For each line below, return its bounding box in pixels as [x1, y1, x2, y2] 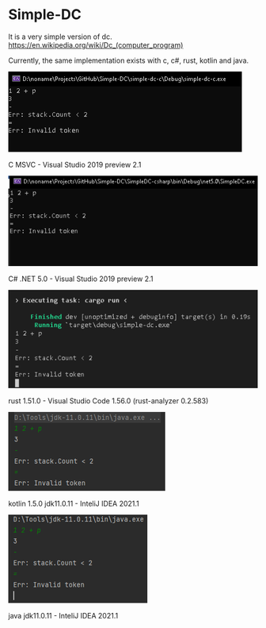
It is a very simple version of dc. [8, 32, 112, 41]
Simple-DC [8, 6, 82, 24]
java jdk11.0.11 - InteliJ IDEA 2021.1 [8, 611, 119, 620]
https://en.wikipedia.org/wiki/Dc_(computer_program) [8, 40, 184, 49]
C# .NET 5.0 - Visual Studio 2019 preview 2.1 [8, 274, 154, 283]
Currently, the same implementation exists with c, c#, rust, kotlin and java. [8, 56, 249, 65]
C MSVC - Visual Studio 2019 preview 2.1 [8, 160, 142, 169]
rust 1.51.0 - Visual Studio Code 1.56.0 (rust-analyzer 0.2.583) [8, 395, 209, 406]
